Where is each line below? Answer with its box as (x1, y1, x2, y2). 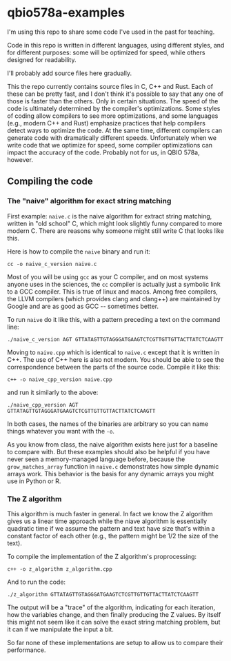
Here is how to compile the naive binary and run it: (7, 247, 150, 256)
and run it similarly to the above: (7, 388, 99, 396)
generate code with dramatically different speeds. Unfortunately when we (7, 133, 217, 142)
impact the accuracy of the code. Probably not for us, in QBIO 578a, (7, 148, 200, 156)
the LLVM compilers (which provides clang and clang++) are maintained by (7, 294, 221, 303)
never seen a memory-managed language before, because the (7, 455, 185, 463)
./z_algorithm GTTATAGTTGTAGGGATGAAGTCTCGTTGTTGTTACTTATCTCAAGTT (7, 591, 199, 598)
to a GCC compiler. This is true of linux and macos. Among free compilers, (7, 287, 219, 296)
